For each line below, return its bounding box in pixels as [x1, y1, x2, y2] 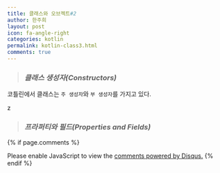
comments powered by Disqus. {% [114, 152, 214, 160]
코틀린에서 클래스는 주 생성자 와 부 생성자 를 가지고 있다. [7, 90, 151, 98]
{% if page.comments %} [7, 138, 80, 147]
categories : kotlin [7, 36, 64, 43]
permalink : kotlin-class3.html [7, 42, 98, 49]
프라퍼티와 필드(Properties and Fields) [24, 122, 151, 132]
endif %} [7, 159, 33, 167]
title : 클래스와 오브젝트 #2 [7, 10, 77, 17]
